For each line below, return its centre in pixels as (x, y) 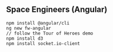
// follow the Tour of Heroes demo (50, 33)
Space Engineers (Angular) (57, 10)
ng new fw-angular (29, 28)
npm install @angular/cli (38, 23)
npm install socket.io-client (43, 43)
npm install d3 (25, 38)
